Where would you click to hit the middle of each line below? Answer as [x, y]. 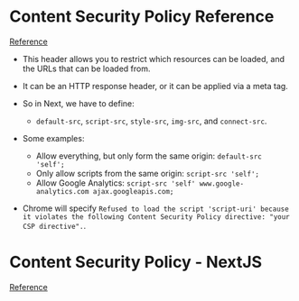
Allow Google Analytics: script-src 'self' [116, 183]
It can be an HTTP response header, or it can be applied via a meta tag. [155, 86]
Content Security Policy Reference [142, 17]
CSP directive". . [54, 225]
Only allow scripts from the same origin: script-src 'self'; [148, 173]
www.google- [222, 183]
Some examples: [53, 138]
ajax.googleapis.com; [133, 191]
